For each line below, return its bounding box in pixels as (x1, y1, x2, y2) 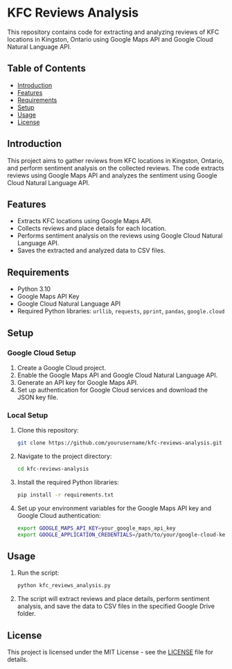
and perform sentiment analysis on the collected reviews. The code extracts (7, 164, 224, 172)
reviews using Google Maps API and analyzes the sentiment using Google (7, 171, 217, 180)
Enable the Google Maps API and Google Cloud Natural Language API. (17, 371, 218, 379)
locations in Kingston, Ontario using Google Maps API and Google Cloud (7, 35, 213, 43)
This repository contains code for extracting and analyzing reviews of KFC (7, 28, 220, 36)
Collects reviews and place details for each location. (17, 224, 167, 233)
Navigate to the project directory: (17, 452, 112, 460)
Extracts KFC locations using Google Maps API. (17, 217, 153, 225)
